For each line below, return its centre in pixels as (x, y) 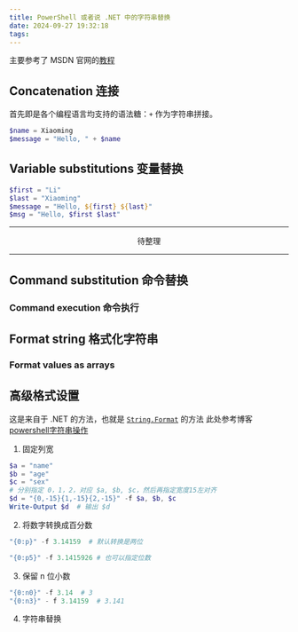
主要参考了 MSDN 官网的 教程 (62, 60)
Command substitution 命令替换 (99, 280)
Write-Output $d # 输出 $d (60, 507)
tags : (19, 34)
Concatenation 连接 (64, 91)
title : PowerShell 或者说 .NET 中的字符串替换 (90, 17)
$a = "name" (31, 466)
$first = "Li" (35, 190)
